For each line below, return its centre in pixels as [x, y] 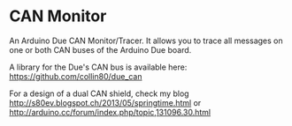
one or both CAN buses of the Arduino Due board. [100, 49]
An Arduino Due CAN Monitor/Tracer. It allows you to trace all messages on [146, 41]
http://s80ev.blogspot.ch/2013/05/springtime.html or [105, 102]
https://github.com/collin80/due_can [76, 76]
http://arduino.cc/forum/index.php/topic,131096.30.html [110, 112]
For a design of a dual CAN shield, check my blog [99, 93]
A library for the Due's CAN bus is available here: [98, 67]
